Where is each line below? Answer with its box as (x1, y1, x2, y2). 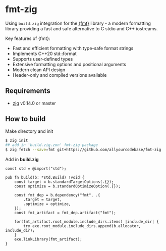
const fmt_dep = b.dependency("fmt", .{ (14, 193, 100, 198)
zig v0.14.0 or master (12, 100, 57, 106)
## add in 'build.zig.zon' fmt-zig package (5, 142, 98, 147)
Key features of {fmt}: (5, 35, 50, 41)
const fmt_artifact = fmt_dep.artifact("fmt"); (14, 211, 116, 216)
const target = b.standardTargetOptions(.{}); (14, 179, 114, 185)
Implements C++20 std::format (12, 51, 77, 57)
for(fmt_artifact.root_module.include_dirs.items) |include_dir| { (14, 219, 159, 224)
